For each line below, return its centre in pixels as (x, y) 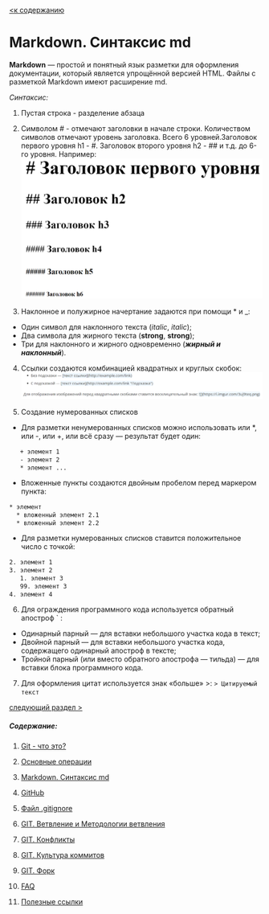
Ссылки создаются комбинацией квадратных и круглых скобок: (131, 368)
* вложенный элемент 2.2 (58, 523)
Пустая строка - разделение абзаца (83, 113)
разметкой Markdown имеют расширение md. (88, 81)
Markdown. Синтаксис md (65, 777)
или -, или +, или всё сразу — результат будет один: (111, 437)
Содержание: (33, 726)
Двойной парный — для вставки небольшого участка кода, (123, 642)
